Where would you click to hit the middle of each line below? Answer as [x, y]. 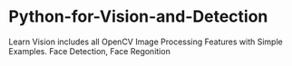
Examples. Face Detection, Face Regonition [90, 51]
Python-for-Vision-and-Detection [138, 17]
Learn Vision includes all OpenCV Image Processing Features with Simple [146, 42]
